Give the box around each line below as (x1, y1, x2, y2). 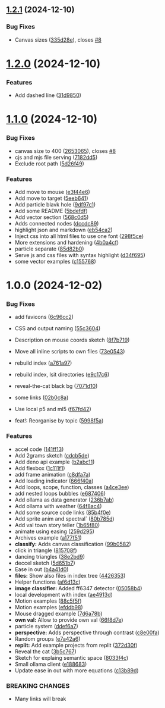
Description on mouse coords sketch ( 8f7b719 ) (14, 336, 130, 344)
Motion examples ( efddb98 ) (14, 603, 83, 610)
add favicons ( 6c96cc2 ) (14, 314, 74, 321)
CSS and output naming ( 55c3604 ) (14, 325, 101, 332)
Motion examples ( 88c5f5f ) (14, 597, 82, 604)
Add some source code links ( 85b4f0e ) (14, 509, 111, 516)
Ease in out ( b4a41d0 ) (14, 565, 69, 573)
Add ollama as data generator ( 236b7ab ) (14, 496, 115, 503)
